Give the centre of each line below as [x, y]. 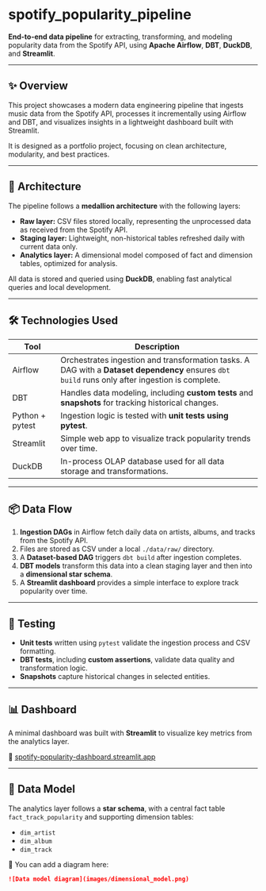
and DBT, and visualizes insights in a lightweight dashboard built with [121, 121]
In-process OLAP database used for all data [142, 461]
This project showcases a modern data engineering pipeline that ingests [126, 105]
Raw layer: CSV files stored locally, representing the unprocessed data [135, 221]
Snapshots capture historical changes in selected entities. [115, 676]
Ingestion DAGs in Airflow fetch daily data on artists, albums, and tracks [137, 532]
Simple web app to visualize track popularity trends [156, 438]
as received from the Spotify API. [74, 229]
